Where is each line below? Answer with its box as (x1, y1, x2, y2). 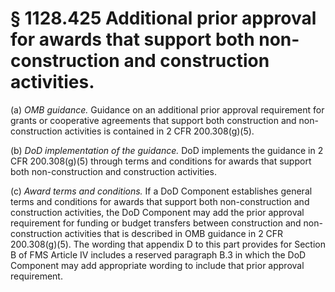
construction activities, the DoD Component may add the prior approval (10, 206, 305, 218)
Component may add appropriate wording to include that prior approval (10, 259, 305, 271)
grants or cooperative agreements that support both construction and (10, 114, 297, 126)
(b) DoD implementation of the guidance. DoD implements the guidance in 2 (10, 144, 324, 156)
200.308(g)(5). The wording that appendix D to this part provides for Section (10, 238, 326, 250)
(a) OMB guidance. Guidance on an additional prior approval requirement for (10, 103, 325, 116)
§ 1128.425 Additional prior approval (10, 7, 317, 30)
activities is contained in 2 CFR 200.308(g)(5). (64, 125, 255, 137)
